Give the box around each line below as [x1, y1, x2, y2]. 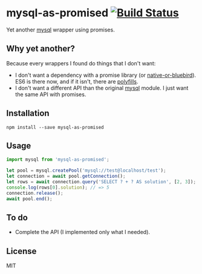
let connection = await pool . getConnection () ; [6, 173, 126, 180]
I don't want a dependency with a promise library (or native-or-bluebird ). [15, 71, 197, 79]
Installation [6, 108, 50, 119]
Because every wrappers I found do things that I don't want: [6, 59, 156, 67]
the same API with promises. [15, 91, 86, 98]
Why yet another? [6, 44, 76, 54]
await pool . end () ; [6, 195, 53, 202]
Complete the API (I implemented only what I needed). [15, 229, 150, 236]
